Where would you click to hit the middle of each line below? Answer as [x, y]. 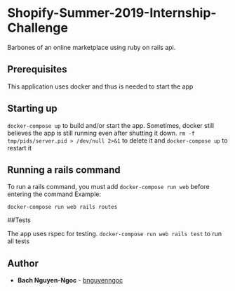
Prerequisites [37, 69]
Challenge [38, 28]
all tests [19, 241]
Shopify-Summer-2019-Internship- [112, 13]
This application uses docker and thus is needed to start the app [100, 86]
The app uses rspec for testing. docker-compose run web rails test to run [115, 234]
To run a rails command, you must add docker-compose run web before [108, 187]
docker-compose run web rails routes [62, 207]
